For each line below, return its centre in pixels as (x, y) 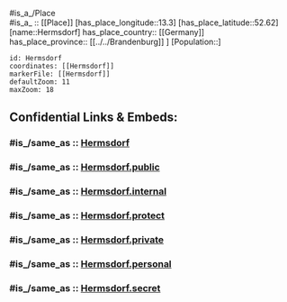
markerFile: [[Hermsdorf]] (60, 74)
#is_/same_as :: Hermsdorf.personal (91, 263)
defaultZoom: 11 (40, 82)
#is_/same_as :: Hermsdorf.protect (87, 215)
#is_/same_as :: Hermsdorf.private (87, 240)
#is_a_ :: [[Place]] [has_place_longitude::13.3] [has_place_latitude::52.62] (144, 23)
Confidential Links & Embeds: (94, 118)
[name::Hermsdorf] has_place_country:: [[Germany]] (107, 32)
